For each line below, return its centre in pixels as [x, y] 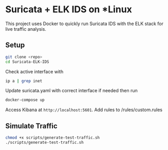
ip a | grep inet [24, 81]
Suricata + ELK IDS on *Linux [69, 9]
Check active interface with [34, 71]
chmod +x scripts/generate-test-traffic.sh [53, 138]
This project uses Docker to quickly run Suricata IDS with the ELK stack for [84, 24]
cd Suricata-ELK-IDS [27, 62]
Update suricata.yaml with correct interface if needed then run [71, 91]
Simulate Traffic [31, 126]
